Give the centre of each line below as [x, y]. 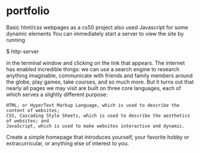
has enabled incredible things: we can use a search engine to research [93, 69]
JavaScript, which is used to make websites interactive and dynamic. [96, 126]
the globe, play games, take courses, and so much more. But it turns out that [100, 82]
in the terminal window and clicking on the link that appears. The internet [96, 63]
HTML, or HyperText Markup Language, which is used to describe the [93, 105]
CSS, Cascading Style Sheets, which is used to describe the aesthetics [98, 116]
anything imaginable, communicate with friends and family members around [99, 75]
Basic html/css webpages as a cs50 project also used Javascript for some [97, 27]
